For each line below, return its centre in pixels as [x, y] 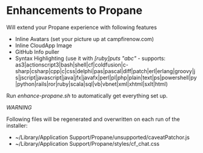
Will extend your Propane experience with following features [82, 27]
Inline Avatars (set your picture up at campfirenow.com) [85, 39]
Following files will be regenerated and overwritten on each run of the [93, 119]
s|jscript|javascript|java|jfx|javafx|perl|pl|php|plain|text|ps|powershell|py [106, 77]
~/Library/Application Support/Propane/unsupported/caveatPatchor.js [102, 137]
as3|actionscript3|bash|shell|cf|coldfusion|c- [72, 65]
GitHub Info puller [37, 51]
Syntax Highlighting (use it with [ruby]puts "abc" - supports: [90, 58]
